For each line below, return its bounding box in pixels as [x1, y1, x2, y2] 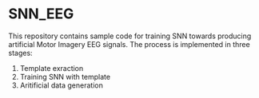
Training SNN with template [19, 72, 110, 81]
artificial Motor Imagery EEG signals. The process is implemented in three [8, 39, 250, 49]
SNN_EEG [8, 5, 74, 23]
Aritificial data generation [19, 80, 104, 90]
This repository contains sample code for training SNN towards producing [8, 31, 252, 41]
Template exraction [19, 63, 84, 73]
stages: [8, 48, 34, 57]
